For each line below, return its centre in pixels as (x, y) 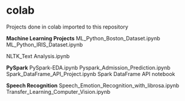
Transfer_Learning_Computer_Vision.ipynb (58, 91)
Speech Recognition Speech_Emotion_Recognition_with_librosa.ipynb (93, 85)
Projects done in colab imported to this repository (67, 27)
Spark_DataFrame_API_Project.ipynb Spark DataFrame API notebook (91, 74)
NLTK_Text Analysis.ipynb (38, 56)
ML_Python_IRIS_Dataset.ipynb (45, 45)
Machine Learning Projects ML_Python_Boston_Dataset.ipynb (83, 38)
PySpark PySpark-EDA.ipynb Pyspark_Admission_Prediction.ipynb (88, 67)
